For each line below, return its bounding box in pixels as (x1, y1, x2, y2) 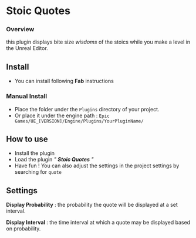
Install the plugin (14, 150, 55, 157)
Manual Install (6, 92, 48, 101)
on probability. (6, 225, 41, 232)
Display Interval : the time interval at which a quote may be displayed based (6, 219, 191, 226)
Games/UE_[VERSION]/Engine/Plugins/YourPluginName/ (14, 118, 144, 124)
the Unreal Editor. (6, 45, 48, 52)
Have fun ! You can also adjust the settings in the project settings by (14, 162, 180, 169)
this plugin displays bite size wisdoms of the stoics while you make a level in (6, 38, 191, 45)
